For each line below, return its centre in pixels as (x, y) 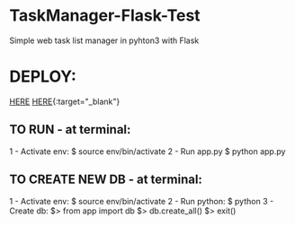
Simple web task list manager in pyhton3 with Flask (104, 40)
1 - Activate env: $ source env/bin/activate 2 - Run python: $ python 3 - (142, 201)
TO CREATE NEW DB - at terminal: (106, 180)
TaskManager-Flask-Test (105, 16)
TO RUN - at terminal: (70, 130)
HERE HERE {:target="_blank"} (65, 101)
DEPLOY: (43, 77)
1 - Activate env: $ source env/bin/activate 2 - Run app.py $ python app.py (147, 151)
